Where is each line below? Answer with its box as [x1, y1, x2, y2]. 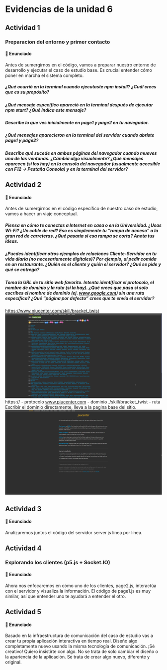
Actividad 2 [5, 181, 42, 189]
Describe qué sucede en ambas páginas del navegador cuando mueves [5, 150, 157, 156]
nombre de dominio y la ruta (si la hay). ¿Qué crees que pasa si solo [5, 285, 148, 291]
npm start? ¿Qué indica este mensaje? [5, 107, 86, 113]
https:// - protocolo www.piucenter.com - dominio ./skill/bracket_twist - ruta [5, 399, 161, 405]
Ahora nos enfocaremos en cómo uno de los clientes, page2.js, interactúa [5, 583, 157, 589]
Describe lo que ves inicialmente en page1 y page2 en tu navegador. [5, 120, 149, 126]
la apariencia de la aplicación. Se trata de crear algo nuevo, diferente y [5, 654, 150, 660]
